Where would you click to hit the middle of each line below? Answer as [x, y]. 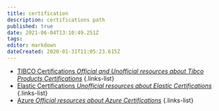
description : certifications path [56, 20]
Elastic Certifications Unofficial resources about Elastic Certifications [114, 86]
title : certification [38, 13]
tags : [15, 39]
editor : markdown [32, 45]
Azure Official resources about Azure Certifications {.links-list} [105, 100]
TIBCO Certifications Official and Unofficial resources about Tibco [110, 71]
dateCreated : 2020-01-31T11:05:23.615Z [64, 52]
